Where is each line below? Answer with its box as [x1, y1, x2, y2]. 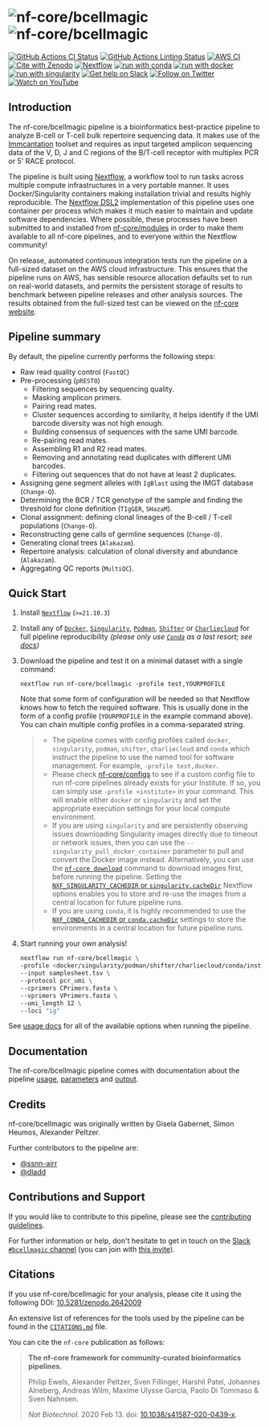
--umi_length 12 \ [19, 999, 82, 1008]
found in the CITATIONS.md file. [8, 1322, 108, 1331]
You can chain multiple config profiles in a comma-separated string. [19, 720, 245, 730]
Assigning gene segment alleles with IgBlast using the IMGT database [19, 478, 254, 488]
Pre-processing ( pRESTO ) [19, 375, 100, 385]
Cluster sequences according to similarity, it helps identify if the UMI [31, 410, 259, 419]
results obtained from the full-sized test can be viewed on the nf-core [8, 298, 239, 308]
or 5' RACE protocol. [8, 156, 76, 166]
